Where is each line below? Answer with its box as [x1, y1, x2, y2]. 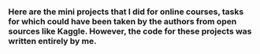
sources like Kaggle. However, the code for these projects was [8, 26, 252, 37]
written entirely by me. [8, 35, 97, 46]
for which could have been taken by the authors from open [8, 16, 237, 27]
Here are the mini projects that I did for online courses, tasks [8, 6, 244, 17]
